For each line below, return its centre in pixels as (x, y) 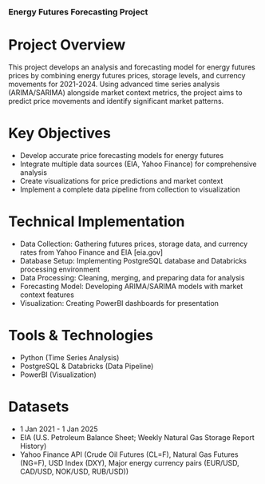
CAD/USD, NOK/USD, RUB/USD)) (74, 471)
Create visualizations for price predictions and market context (121, 181)
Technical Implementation (97, 221)
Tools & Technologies (81, 335)
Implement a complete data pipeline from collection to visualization (130, 189)
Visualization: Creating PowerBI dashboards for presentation (119, 303)
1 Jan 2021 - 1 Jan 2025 (59, 429)
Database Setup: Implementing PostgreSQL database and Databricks (133, 260)
